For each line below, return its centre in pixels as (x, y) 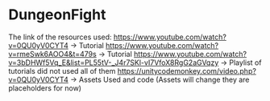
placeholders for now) (45, 88)
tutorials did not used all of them (62, 71)
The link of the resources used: (60, 37)
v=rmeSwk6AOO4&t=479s (52, 54)
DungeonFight (57, 15)
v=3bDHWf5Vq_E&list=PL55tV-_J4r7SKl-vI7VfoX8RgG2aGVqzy (114, 63)
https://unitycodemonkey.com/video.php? (187, 71)
